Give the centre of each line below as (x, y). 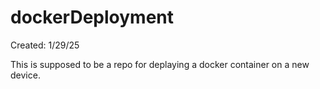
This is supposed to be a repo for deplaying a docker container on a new (160, 64)
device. (25, 75)
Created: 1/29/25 (45, 45)
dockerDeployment (92, 17)
